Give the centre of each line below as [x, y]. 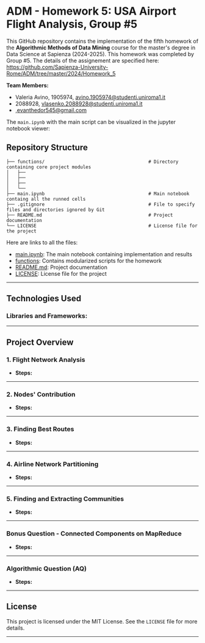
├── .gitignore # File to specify [101, 204]
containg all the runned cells [46, 199]
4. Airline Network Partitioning [52, 464]
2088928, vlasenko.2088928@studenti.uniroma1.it [79, 103]
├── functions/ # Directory [92, 162]
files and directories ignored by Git [56, 210]
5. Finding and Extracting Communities [65, 498]
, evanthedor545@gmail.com [51, 110]
